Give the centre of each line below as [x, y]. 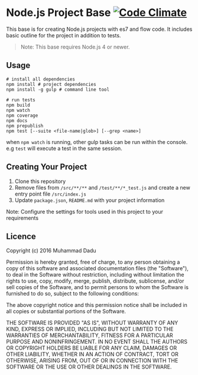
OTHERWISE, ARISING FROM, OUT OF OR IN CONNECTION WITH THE [92, 361]
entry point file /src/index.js [51, 194]
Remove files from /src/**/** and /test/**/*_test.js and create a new [102, 187]
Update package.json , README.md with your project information [90, 200]
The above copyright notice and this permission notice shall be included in [97, 305]
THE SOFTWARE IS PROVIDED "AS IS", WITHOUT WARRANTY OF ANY [92, 323]
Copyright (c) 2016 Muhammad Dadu [51, 251]
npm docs [17, 121]
